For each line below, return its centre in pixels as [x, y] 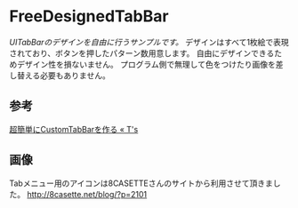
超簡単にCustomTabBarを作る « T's [74, 129]
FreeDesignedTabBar [89, 16]
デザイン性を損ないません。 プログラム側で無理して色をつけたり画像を [146, 64]
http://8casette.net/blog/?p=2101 [87, 194]
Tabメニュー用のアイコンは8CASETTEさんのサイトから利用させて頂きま [141, 183]
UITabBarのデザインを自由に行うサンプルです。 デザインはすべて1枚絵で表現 [149, 42]
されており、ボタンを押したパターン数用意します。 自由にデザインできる [142, 53]
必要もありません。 [75, 75]
